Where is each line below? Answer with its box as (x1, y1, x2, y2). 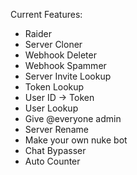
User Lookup (24, 102, 79, 114)
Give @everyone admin (24, 113, 122, 124)
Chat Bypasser (24, 145, 87, 156)
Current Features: (10, 9, 83, 20)
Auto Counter (24, 155, 81, 167)
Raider (24, 28, 52, 39)
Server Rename (24, 124, 89, 135)
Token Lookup (24, 81, 85, 93)
